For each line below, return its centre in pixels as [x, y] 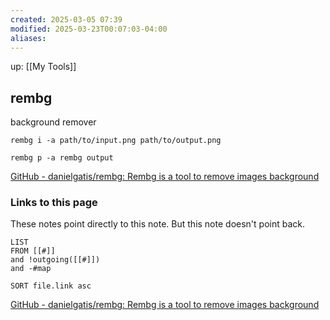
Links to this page [54, 203]
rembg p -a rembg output [62, 158]
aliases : [28, 38]
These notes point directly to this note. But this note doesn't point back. [157, 224]
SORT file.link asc [51, 286]
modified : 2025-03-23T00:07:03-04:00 [89, 29]
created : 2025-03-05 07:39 [66, 19]
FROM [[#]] [33, 251]
